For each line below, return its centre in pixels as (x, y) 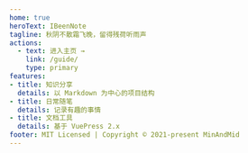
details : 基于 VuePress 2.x (69, 127)
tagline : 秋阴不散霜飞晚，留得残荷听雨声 (78, 34)
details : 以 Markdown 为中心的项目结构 (86, 93)
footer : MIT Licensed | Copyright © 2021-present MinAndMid (125, 135)
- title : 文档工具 (41, 118)
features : (28, 76)
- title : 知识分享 (41, 85)
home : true (30, 18)
